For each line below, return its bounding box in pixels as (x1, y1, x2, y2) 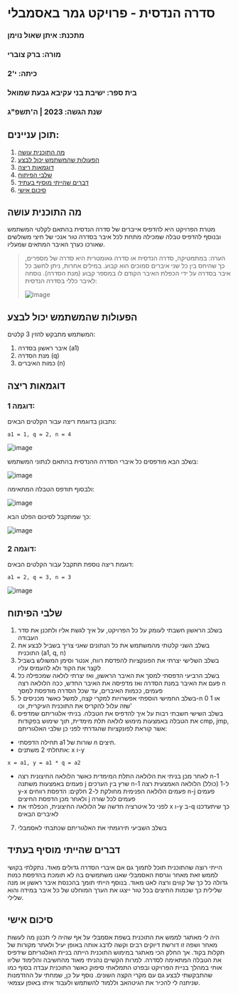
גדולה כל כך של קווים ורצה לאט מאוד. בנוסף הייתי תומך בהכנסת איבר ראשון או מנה (7, 878, 228, 886)
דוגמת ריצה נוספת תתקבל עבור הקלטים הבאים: (7, 560, 134, 569)
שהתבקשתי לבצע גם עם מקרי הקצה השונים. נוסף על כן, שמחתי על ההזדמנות (7, 971, 213, 979)
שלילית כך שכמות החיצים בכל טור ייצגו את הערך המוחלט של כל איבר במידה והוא (7, 885, 222, 894)
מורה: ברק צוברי (7, 50, 62, 60)
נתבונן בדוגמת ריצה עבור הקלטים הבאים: (7, 417, 117, 425)
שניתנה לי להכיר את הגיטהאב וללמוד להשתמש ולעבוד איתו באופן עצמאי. (7, 978, 200, 987)
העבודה (17, 634, 39, 642)
